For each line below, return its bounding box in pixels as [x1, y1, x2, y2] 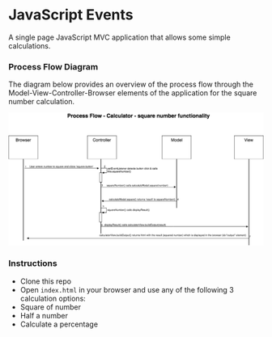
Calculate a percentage [19, 319, 99, 329]
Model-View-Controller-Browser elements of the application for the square [8, 88, 257, 98]
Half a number [19, 310, 69, 320]
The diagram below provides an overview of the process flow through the [8, 79, 253, 90]
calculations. [8, 40, 51, 50]
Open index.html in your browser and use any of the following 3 [19, 284, 235, 294]
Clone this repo [19, 276, 71, 286]
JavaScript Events [8, 6, 134, 24]
